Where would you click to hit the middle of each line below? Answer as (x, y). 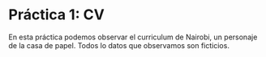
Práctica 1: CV (57, 15)
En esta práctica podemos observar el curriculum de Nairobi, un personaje (133, 37)
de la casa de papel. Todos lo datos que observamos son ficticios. (119, 45)
